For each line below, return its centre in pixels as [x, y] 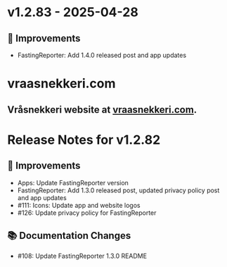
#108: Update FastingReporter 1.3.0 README [82, 256]
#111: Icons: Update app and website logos [79, 205]
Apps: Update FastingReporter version [73, 182]
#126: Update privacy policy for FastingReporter [87, 213]
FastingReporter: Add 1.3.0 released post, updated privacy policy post [118, 190]
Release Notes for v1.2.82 [84, 140]
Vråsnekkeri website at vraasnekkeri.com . [102, 110]
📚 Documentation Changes [69, 236]
